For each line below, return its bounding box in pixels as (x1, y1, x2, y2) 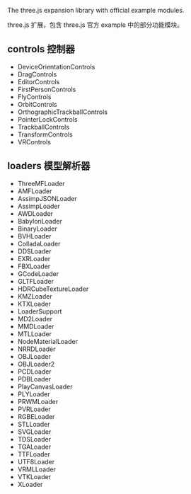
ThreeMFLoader (17, 179, 65, 188)
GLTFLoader (17, 277, 54, 285)
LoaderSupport (17, 307, 62, 316)
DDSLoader (17, 247, 52, 255)
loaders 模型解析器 (7, 160, 91, 172)
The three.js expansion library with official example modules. (7, 6, 185, 14)
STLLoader (17, 420, 50, 428)
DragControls (17, 70, 57, 79)
